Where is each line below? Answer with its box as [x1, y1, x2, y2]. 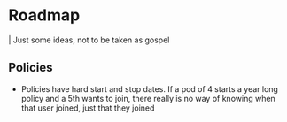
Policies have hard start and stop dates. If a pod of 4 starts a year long [20, 83, 278, 94]
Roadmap [8, 5, 81, 26]
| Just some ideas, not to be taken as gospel [8, 34, 170, 45]
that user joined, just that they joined [20, 103, 155, 113]
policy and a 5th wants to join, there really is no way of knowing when [20, 93, 275, 103]
